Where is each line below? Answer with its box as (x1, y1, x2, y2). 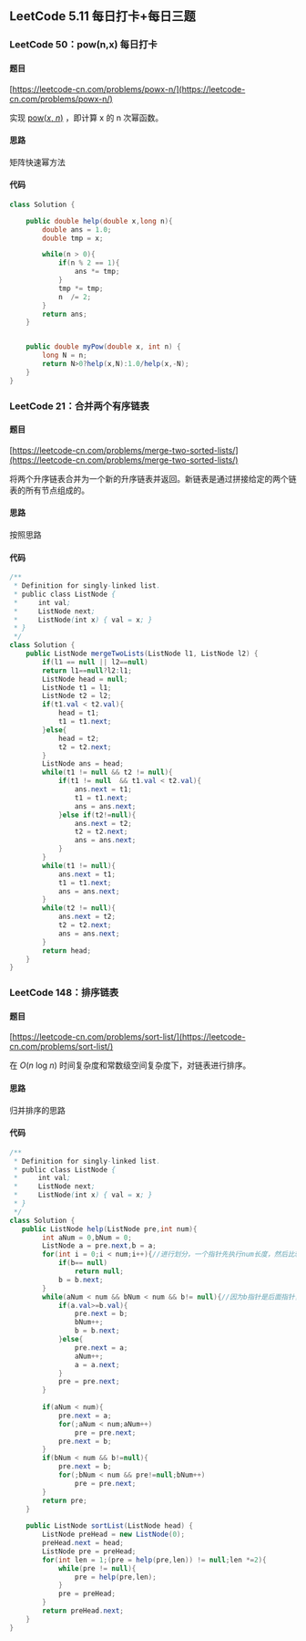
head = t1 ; (57, 708, 100, 718)
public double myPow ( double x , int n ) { (25, 342, 181, 351)
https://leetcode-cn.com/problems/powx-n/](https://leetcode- (12, 83, 246, 94)
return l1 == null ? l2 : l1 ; (42, 665, 132, 675)
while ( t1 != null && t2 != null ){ (42, 768, 173, 778)
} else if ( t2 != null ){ (57, 810, 137, 820)
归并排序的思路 (9, 1104, 66, 1115)
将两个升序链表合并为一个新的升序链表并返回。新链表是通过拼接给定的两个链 (9, 473, 297, 484)
